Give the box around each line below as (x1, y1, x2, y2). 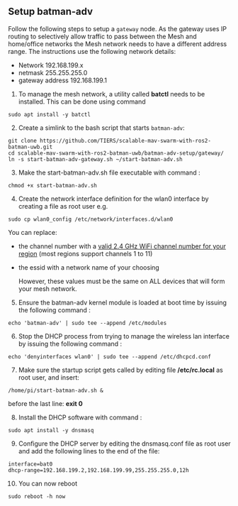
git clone (8, 137, 38, 144)
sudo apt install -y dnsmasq (8, 427, 94, 434)
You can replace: (8, 228, 57, 236)
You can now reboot (18, 479, 77, 488)
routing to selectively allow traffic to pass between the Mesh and (8, 32, 197, 40)
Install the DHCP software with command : (18, 413, 142, 422)
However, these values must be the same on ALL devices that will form (18, 277, 225, 285)
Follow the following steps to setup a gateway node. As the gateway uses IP (8, 24, 227, 33)
